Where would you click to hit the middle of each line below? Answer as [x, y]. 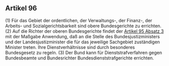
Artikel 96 [21, 8]
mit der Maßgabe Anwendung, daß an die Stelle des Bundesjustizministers [82, 36]
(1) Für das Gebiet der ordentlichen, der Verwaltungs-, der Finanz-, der [79, 20]
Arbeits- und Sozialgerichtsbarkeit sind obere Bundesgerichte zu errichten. [83, 26]
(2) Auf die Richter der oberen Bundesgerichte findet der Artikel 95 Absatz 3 [84, 31]
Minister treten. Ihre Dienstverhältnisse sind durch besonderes [70, 47]
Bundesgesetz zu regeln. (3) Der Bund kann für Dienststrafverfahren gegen [84, 52]
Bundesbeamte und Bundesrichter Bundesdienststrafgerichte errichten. [80, 58]
